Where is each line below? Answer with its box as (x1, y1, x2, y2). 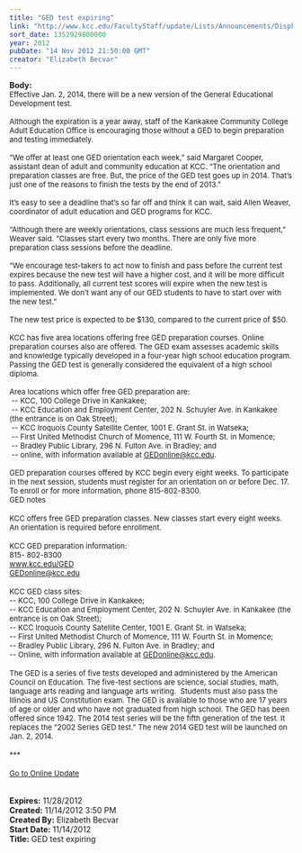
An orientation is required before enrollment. (9, 522, 162, 532)
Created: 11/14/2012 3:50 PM (9, 805, 117, 815)
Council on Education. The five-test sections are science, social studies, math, (9, 677, 280, 687)
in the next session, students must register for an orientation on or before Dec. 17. (9, 476, 289, 486)
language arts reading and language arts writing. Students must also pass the (9, 686, 279, 696)
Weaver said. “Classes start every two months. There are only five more (9, 233, 257, 243)
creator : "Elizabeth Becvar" (9, 55, 119, 64)
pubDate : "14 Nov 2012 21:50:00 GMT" (9, 47, 151, 56)
